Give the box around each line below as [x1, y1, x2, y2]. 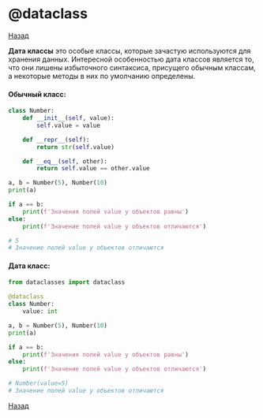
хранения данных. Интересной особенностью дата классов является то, [8, 54, 254, 64]
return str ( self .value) [36, 143, 115, 151]
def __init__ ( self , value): [22, 114, 115, 122]
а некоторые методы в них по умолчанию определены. [8, 71, 196, 80]
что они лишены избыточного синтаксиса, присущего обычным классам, [8, 62, 256, 72]
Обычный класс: [8, 89, 66, 99]
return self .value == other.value [36, 165, 150, 173]
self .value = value [36, 121, 101, 129]
